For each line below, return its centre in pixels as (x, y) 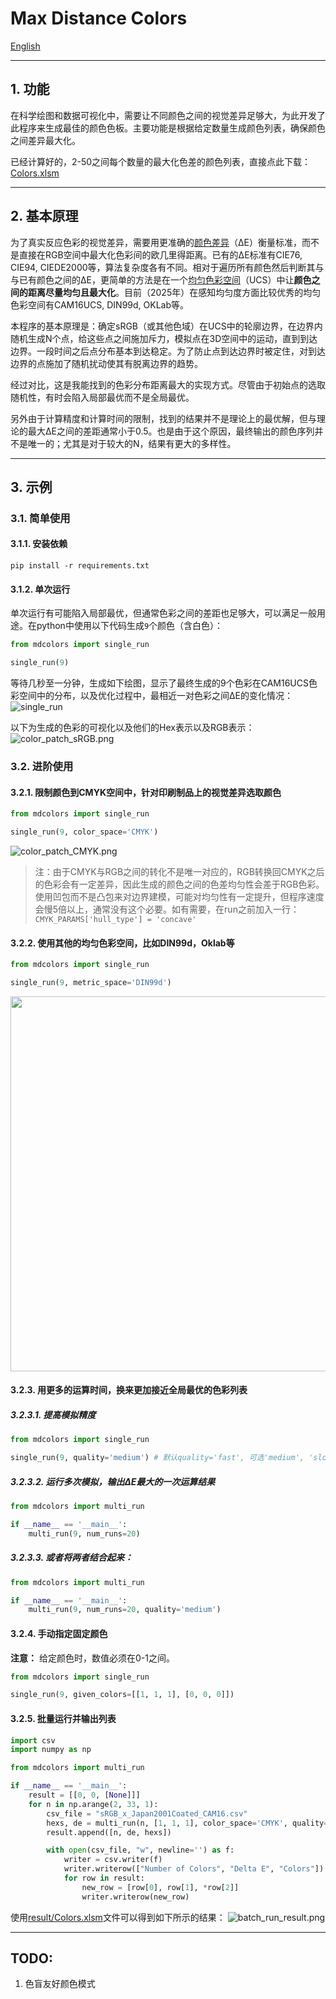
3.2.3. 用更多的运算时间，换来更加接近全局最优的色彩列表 (129, 1390)
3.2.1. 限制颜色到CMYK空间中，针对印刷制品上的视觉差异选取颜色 (146, 792)
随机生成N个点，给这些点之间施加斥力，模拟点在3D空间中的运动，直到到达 (164, 338)
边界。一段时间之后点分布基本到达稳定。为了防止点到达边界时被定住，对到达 (168, 351)
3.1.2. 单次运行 (40, 589)
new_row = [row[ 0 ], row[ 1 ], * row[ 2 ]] (160, 1887)
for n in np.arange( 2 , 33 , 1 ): (93, 1804)
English (25, 46)
